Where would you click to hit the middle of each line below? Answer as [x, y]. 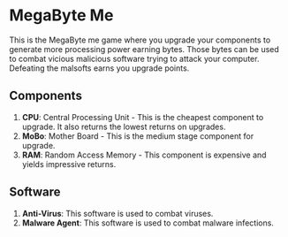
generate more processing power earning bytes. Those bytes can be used [144, 49]
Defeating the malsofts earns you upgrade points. [99, 68]
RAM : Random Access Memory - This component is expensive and [144, 155]
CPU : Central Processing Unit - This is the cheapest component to [143, 117]
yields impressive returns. [69, 164]
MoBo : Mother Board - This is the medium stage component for [138, 136]
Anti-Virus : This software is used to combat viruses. [117, 213]
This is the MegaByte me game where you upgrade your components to [140, 40]
